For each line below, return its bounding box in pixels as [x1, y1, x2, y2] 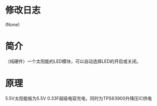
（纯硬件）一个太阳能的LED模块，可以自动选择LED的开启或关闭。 [5, 58, 141, 64]
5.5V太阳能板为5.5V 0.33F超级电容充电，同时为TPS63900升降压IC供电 [5, 95, 152, 101]
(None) [5, 21, 20, 28]
